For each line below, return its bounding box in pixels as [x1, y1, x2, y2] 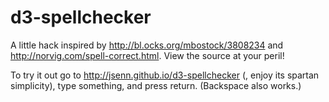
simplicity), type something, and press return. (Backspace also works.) [10, 79, 302, 91]
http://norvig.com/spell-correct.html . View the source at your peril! [10, 49, 285, 61]
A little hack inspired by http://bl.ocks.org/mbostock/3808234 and [10, 39, 284, 51]
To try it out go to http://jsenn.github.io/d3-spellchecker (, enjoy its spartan [10, 69, 320, 81]
